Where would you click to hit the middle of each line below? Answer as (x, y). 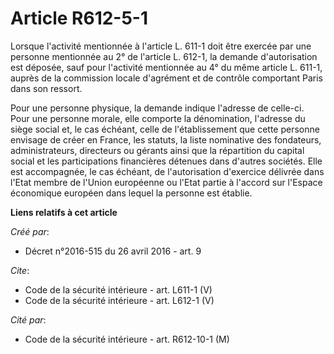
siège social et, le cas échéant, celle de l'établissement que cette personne (165, 129)
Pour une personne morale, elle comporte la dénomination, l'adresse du (158, 118)
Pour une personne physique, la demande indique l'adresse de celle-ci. (157, 108)
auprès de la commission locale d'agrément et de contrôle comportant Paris (167, 78)
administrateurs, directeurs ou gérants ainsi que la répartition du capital (157, 150)
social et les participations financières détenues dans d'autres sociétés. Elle (166, 161)
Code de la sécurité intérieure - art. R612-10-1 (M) (127, 339)
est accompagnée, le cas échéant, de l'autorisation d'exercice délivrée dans (167, 171)
